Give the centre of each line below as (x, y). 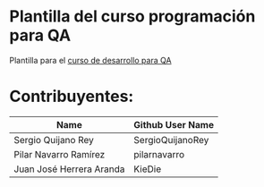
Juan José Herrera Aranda (69, 169)
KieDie (148, 169)
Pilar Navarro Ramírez (60, 154)
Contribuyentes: (72, 97)
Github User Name (174, 124)
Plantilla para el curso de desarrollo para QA (90, 60)
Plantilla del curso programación (132, 17)
